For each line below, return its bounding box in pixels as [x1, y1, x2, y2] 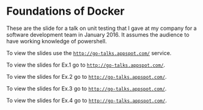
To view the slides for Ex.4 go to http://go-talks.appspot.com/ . [6, 97, 167, 104]
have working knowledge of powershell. [6, 37, 107, 45]
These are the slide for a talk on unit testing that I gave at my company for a [6, 24, 197, 32]
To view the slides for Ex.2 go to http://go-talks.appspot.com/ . [6, 73, 167, 80]
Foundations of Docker [6, 4, 125, 18]
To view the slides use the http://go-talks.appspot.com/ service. [6, 49, 172, 56]
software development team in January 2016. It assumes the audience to [6, 31, 190, 38]
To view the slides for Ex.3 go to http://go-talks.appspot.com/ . [6, 84, 167, 92]
